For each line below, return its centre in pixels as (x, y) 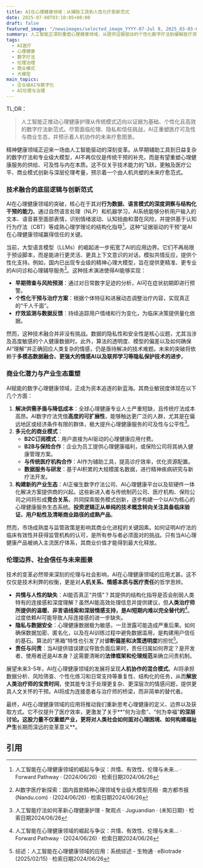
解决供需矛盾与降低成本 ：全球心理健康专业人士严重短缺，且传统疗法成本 (105, 408)
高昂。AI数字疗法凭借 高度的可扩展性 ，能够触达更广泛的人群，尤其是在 (102, 416)
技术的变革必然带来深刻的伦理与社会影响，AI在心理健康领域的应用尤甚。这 (99, 574)
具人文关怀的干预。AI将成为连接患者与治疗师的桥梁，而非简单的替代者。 (96, 692)
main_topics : (23, 79)
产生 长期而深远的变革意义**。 (43, 727)
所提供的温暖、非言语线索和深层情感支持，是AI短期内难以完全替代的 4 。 (104, 609)
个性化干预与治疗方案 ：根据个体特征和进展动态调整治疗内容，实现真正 (102, 298)
